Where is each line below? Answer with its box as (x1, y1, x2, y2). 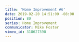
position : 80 (5, 16, 31, 21)
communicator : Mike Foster (5, 25, 59, 30)
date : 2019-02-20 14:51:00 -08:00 (5, 12, 75, 16)
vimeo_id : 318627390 (5, 29, 47, 34)
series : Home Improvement (5, 20, 57, 26)
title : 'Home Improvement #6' (5, 7, 66, 12)
